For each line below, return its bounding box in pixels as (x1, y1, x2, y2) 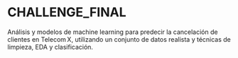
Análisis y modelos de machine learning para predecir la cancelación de (7, 28, 218, 36)
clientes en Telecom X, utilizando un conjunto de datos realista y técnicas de (7, 35, 231, 43)
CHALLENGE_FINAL (7, 4, 126, 21)
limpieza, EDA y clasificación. (7, 42, 94, 51)
